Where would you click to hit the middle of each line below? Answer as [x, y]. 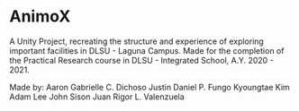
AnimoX [40, 17]
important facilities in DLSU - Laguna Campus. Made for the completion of [147, 50]
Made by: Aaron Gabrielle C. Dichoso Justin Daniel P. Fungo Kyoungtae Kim [149, 87]
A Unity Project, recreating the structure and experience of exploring [136, 41]
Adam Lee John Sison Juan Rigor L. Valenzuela [97, 97]
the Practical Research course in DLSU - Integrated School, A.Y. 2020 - [142, 60]
